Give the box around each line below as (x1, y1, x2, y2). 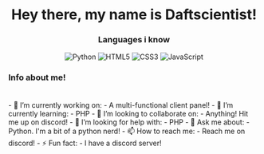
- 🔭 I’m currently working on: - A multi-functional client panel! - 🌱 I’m (8, 100, 234, 109)
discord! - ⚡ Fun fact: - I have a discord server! (8, 138, 162, 148)
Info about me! (8, 72, 66, 83)
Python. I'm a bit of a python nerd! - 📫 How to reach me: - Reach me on (8, 126, 246, 136)
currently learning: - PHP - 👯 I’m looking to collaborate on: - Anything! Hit (8, 109, 249, 118)
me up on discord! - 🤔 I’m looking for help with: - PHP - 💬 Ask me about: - (8, 117, 250, 127)
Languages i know (98, 34, 170, 45)
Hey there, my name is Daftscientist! (10, 6, 258, 24)
